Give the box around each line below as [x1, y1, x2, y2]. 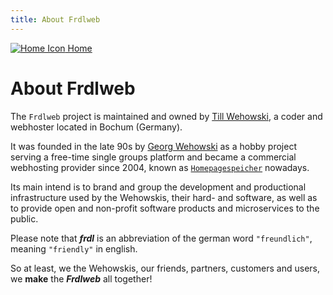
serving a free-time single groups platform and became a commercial [10, 151, 297, 163]
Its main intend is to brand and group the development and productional [10, 181, 307, 193]
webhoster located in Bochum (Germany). [10, 121, 183, 133]
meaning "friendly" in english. [10, 242, 138, 255]
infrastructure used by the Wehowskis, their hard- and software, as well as [10, 191, 318, 203]
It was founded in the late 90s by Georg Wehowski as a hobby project [10, 140, 297, 152]
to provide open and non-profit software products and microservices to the [10, 202, 320, 214]
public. [10, 212, 39, 225]
